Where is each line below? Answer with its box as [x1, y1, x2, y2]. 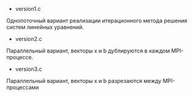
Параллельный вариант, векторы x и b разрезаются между [6, 77, 162, 84]
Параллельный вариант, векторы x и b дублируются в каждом [6, 47, 170, 54]
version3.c [15, 65, 42, 73]
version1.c [15, 5, 41, 12]
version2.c [15, 35, 42, 42]
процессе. [6, 54, 34, 60]
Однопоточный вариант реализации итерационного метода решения [6, 17, 187, 24]
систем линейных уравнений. [6, 24, 85, 31]
